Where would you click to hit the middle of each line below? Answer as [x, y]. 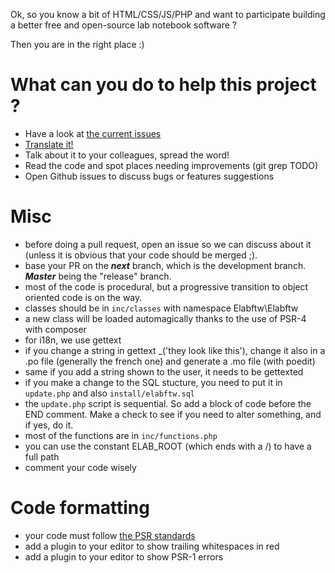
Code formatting [80, 508]
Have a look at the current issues [93, 133]
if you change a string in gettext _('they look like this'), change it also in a [175, 350]
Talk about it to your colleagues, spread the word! [127, 155]
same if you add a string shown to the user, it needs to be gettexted [164, 371]
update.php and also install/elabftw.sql [109, 393]
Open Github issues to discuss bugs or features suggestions [149, 176]
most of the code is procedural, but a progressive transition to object [166, 286]
